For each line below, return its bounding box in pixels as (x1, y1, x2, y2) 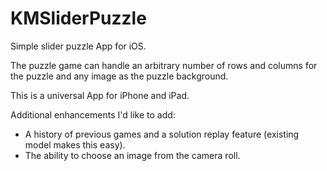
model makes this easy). (24, 138, 126, 151)
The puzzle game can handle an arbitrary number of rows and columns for (10, 59, 318, 71)
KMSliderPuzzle (10, 7, 147, 30)
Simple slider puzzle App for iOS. (10, 40, 147, 52)
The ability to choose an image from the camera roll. (24, 149, 241, 161)
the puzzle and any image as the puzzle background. (10, 70, 229, 82)
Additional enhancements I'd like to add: (10, 108, 176, 121)
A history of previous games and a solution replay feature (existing (24, 128, 300, 140)
